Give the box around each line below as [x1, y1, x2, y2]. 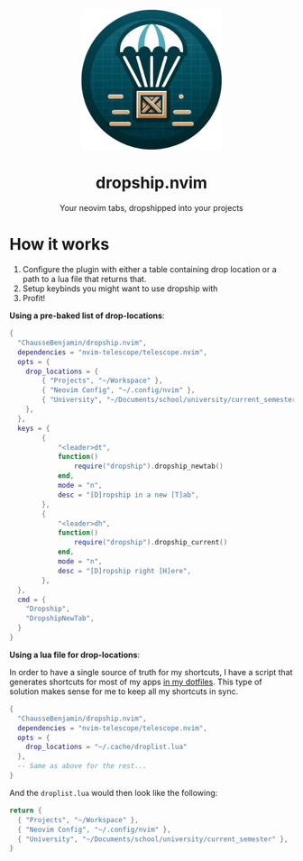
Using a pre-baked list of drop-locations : [9, 310, 165, 321]
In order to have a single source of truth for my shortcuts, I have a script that [9, 666, 293, 677]
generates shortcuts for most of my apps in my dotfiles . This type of [9, 676, 263, 687]
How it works [9, 234, 110, 255]
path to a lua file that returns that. [22, 274, 147, 285]
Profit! [22, 293, 46, 304]
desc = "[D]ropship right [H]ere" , [57, 566, 192, 575]
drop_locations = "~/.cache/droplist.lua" [25, 743, 188, 752]
